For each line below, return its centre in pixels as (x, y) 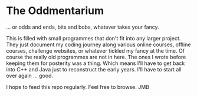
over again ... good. (30, 76)
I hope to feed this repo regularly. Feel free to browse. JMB (78, 87)
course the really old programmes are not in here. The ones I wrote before (96, 57)
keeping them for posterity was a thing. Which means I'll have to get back (96, 63)
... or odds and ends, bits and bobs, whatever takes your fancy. (83, 27)
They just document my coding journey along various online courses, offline (98, 44)
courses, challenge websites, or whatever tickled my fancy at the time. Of (95, 50)
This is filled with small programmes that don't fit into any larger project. (93, 38)
